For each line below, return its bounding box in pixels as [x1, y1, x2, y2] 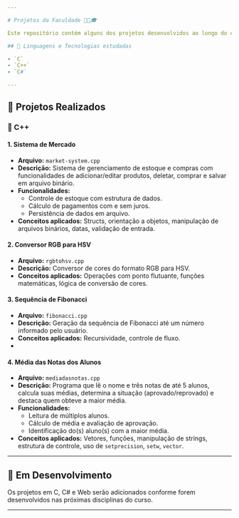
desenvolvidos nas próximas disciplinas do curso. [7, 495, 153, 504]
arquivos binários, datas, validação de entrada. [17, 224, 155, 232]
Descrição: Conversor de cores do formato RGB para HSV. [17, 264, 191, 272]
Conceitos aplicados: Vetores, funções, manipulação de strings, [17, 434, 208, 442]
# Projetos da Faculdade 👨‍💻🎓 [7, 16, 97, 24]
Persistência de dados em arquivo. [28, 209, 130, 217]
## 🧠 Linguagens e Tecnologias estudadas [7, 42, 132, 50]
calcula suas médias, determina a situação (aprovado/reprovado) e [17, 389, 215, 398]
